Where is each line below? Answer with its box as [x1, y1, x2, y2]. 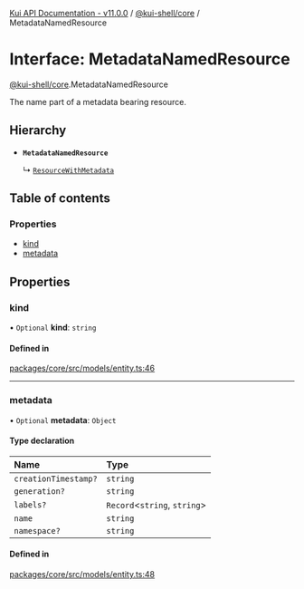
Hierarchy [9, 122, 67, 139]
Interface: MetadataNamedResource [9, 49, 291, 70]
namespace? [14, 526, 61, 536]
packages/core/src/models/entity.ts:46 [9, 362, 156, 374]
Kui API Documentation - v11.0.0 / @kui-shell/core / [9, 8, 201, 18]
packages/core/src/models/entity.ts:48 [9, 569, 156, 580]
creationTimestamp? [14, 473, 98, 484]
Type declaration [9, 435, 75, 447]
